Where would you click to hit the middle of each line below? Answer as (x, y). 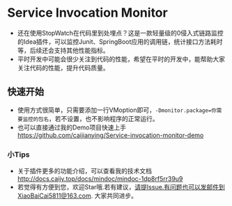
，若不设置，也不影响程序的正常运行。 (103, 118)
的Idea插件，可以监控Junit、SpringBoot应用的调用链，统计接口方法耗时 (120, 41)
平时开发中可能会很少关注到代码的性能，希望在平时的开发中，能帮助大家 (121, 59)
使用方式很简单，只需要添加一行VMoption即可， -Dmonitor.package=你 (117, 110)
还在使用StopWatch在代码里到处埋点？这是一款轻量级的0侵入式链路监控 (120, 33)
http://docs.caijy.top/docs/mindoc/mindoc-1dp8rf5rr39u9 (100, 179)
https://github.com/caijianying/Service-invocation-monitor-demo (110, 135)
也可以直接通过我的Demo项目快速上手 (72, 127)
